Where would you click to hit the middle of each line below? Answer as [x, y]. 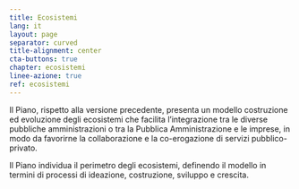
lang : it [26, 26]
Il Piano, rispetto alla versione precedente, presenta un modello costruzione [149, 109]
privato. [23, 148]
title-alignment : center [56, 51]
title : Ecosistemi [43, 17]
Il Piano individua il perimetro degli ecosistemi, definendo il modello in [138, 165]
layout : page [34, 34]
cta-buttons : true [43, 59]
